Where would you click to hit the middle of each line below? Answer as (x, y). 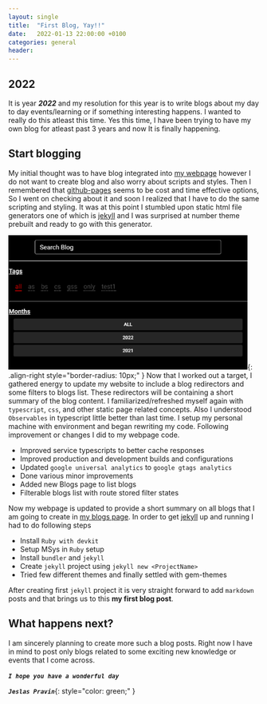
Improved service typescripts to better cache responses (112, 450)
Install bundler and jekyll (62, 557)
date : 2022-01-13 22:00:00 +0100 (67, 34)
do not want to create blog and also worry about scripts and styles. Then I (130, 181)
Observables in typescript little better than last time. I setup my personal (126, 418)
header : (21, 51)
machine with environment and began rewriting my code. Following (118, 426)
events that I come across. (52, 660)
